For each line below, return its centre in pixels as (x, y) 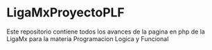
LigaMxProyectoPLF (66, 13)
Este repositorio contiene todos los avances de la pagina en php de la (106, 32)
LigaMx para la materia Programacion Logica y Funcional (88, 38)
